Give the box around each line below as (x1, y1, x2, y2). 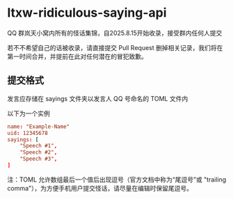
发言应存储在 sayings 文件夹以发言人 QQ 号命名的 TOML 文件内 (7, 94, 188, 102)
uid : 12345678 (7, 129, 49, 136)
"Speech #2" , (19, 149, 58, 156)
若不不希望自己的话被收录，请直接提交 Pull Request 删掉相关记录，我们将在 (7, 43, 223, 51)
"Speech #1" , (19, 143, 58, 150)
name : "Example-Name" (7, 123, 70, 130)
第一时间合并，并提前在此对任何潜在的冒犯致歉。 (7, 52, 147, 61)
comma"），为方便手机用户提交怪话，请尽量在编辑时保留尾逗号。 (7, 184, 193, 192)
